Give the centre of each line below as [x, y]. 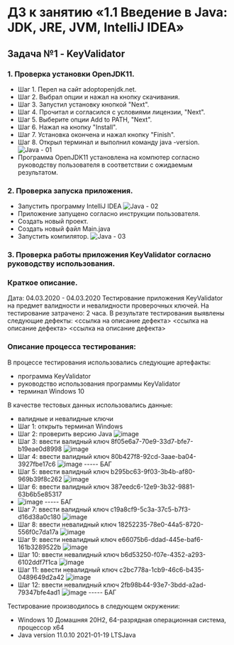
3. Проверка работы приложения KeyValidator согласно [109, 255]
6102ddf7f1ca [38, 562]
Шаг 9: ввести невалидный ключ [67, 539]
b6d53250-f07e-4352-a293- [163, 554]
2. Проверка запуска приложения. [70, 190]
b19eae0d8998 [40, 449]
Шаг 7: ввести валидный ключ [63, 509]
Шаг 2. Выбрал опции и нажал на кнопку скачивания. [99, 97]
